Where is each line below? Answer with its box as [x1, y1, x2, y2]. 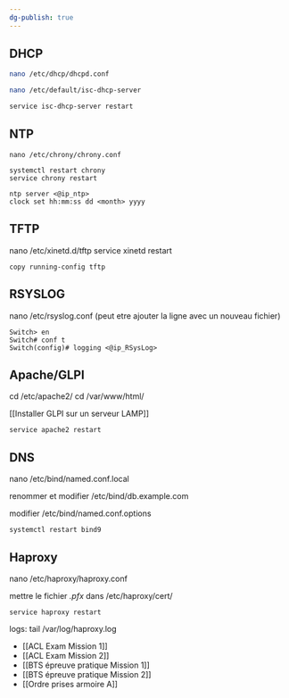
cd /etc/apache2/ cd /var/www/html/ [9, 391, 144, 402]
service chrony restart [9, 173, 98, 183]
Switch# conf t [9, 336, 66, 345]
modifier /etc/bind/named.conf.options [9, 508, 152, 519]
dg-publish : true [9, 12, 74, 22]
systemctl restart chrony [9, 166, 105, 175]
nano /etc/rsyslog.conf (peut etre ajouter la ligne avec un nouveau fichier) [9, 310, 281, 321]
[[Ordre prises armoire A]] [21, 678, 119, 689]
